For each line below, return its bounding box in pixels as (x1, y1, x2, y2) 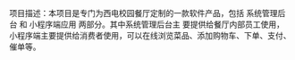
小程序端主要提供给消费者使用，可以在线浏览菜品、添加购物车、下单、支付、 (9, 30, 291, 40)
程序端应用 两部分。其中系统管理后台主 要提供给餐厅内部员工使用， (37, 19, 284, 30)
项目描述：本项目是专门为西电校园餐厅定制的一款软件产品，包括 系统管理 (9, 8, 278, 18)
